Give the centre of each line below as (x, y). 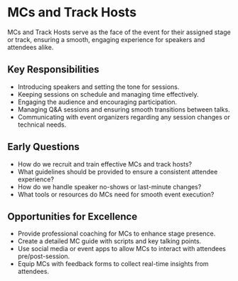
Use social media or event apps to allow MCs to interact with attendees (121, 249)
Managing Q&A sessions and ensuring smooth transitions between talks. (124, 109)
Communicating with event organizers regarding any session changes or (124, 117)
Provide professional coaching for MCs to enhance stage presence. (117, 234)
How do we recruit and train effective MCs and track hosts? (105, 164)
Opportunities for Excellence (72, 217)
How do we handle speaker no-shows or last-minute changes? (109, 186)
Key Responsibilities (53, 69)
